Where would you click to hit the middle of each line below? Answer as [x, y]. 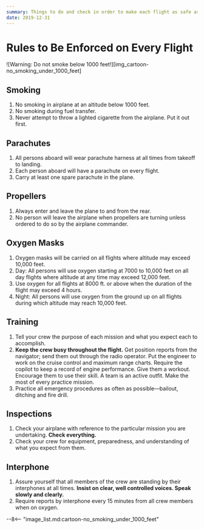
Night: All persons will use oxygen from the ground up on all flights [98, 296]
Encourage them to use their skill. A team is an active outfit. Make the [102, 375]
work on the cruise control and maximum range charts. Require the [99, 362]
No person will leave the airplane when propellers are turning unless [100, 217]
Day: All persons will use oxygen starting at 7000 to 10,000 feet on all [102, 271]
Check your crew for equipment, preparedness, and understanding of [102, 441]
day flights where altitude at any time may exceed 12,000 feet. [93, 277]
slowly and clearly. [39, 495]
